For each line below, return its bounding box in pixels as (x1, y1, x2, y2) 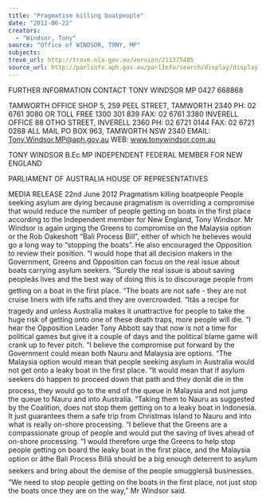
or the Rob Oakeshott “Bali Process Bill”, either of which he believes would (8, 232, 252, 241)
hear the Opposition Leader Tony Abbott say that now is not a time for (8, 323, 237, 333)
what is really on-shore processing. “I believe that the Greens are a (8, 419, 228, 429)
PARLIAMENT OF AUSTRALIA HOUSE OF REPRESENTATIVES (8, 174, 209, 183)
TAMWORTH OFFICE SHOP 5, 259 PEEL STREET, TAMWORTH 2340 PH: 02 (8, 100, 256, 110)
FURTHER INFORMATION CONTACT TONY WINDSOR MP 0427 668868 (8, 85, 244, 95)
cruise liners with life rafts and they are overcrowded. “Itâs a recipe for (8, 294, 240, 304)
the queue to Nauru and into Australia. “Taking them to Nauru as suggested (8, 394, 255, 404)
